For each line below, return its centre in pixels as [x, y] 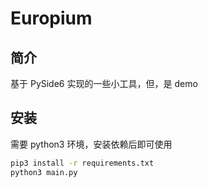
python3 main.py [44, 172]
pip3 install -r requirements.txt [82, 163]
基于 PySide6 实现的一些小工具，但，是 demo [104, 83]
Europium [51, 18]
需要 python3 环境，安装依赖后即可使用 [91, 144]
